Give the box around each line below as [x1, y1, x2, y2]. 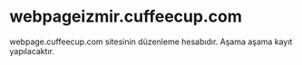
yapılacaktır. [9, 45, 54, 56]
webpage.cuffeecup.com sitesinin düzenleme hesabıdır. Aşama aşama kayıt [9, 36, 293, 47]
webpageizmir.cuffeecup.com [9, 6, 242, 27]
